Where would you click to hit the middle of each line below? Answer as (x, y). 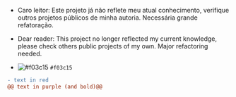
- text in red (28, 80)
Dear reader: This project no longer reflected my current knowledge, (117, 39)
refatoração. (36, 25)
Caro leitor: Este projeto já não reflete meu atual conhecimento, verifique (123, 10)
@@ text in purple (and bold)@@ (55, 86)
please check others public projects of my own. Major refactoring (113, 46)
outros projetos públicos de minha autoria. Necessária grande (107, 18)
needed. (30, 53)
